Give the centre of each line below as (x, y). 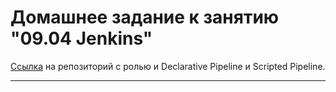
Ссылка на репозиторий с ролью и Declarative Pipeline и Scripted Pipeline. (168, 66)
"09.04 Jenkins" (81, 38)
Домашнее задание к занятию (145, 17)
